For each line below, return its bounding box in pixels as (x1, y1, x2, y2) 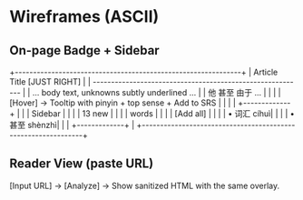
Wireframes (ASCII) (9, 6, 160, 27)
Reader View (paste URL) (9, 156, 154, 172)
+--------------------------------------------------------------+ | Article (9, 66, 279, 77)
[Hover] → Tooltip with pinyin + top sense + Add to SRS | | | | (9, 97, 236, 108)
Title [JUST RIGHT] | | (9, 76, 91, 87)
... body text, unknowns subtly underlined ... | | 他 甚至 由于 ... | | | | (32, 87, 281, 97)
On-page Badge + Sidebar (9, 43, 161, 58)
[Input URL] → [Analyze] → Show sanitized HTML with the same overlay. (9, 180, 280, 191)
